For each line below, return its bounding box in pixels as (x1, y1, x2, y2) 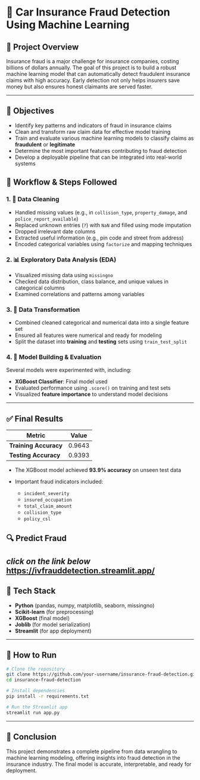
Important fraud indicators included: (14, 478, 104, 486)
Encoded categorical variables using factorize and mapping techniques (14, 240, 192, 247)
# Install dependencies (6, 688, 65, 694)
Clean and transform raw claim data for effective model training (14, 128, 171, 135)
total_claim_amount (23, 503, 73, 509)
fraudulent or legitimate (14, 140, 76, 148)
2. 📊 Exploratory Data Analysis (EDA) (6, 256, 117, 264)
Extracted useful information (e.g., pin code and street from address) (14, 234, 184, 241)
